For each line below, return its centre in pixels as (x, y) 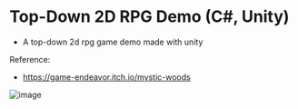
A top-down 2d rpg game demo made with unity (113, 42)
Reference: (30, 59)
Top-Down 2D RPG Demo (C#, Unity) (149, 17)
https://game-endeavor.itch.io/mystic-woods (106, 77)
